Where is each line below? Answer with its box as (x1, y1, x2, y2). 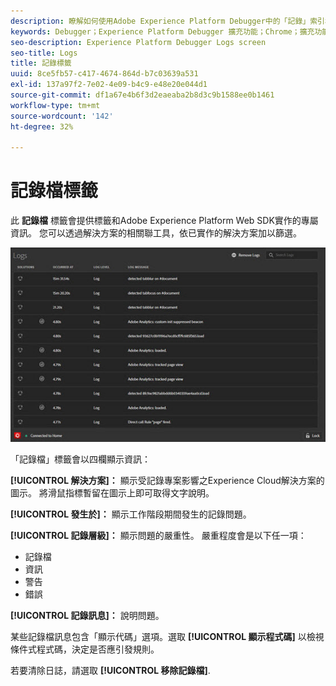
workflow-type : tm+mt (10, 100, 101, 110)
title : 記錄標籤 (10, 58, 72, 69)
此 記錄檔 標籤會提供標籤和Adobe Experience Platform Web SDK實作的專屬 (10, 215, 319, 227)
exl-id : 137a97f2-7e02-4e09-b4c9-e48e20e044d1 (10, 80, 208, 90)
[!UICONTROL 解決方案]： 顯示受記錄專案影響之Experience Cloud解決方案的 (10, 475, 325, 487)
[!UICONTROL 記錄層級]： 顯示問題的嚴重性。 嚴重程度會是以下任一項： (10, 530, 307, 542)
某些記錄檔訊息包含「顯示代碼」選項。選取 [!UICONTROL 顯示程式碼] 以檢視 (10, 631, 325, 643)
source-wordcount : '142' (10, 111, 114, 121)
